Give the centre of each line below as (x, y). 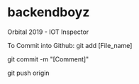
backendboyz (49, 12)
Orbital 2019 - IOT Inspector (48, 32)
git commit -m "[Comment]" (48, 59)
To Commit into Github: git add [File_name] (70, 45)
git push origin (28, 73)
